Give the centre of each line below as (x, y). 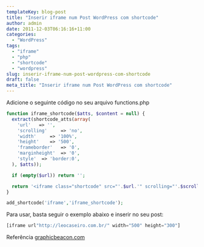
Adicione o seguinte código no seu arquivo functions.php (78, 103)
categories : (21, 35)
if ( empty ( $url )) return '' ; (49, 175)
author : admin (24, 23)
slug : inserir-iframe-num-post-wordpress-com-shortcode (78, 74)
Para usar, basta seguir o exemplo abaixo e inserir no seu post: (85, 215)
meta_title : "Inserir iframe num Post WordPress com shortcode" (89, 86)
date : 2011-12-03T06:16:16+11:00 (49, 29)
